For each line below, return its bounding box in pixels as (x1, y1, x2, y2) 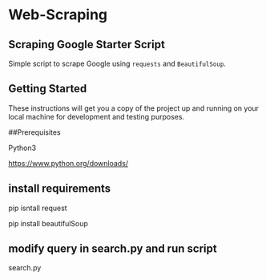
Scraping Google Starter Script (8, 38, 166, 51)
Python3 (8, 143, 37, 152)
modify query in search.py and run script (8, 242, 218, 256)
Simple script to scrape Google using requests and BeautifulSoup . (8, 59, 227, 68)
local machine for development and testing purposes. (8, 112, 185, 121)
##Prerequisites (8, 127, 62, 137)
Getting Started (8, 82, 87, 95)
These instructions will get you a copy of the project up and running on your (8, 103, 259, 113)
